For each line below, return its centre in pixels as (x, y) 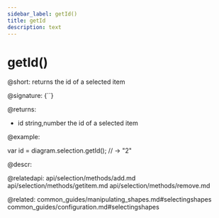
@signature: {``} (31, 96)
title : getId (27, 21)
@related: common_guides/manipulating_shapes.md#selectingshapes (109, 200)
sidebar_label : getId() (43, 14)
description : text (34, 27)
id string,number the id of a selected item (78, 123)
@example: (24, 137)
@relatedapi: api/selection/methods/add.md (72, 178)
